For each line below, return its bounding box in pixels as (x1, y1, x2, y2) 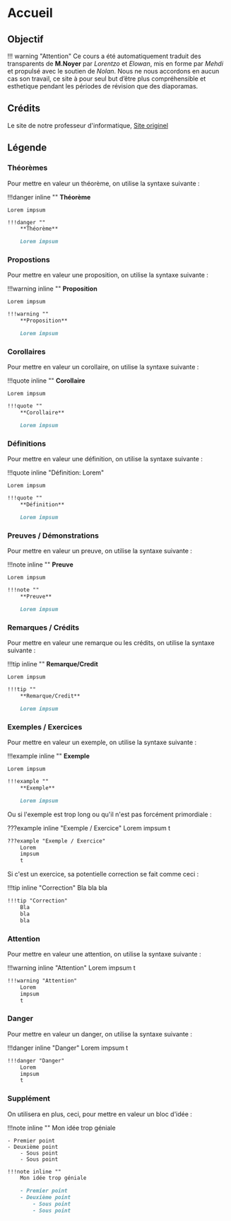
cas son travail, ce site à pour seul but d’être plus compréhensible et (7, 74, 206, 83)
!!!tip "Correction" (7, 897, 69, 905)
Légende (7, 141, 47, 154)
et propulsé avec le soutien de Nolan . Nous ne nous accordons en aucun (7, 67, 220, 75)
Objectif (7, 33, 44, 45)
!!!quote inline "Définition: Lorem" (7, 468, 105, 477)
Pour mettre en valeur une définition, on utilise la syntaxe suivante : (7, 455, 203, 463)
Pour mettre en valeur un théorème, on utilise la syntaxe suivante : (7, 179, 200, 187)
